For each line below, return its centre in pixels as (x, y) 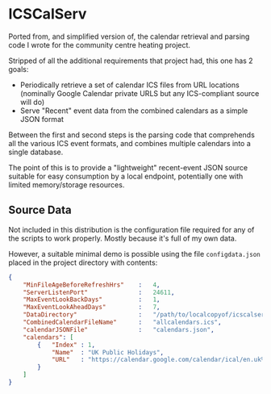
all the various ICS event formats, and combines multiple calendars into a (130, 143)
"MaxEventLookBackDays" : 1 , (92, 300)
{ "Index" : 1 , (66, 345)
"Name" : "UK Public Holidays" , (107, 352)
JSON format (42, 119)
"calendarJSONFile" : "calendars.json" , (119, 329)
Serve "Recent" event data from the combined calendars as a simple (134, 111)
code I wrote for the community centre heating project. (100, 44)
